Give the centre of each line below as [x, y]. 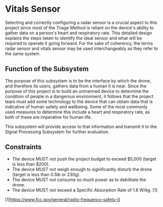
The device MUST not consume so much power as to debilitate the [79, 180]
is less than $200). [31, 164]
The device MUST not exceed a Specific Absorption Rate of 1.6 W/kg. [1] [85, 190]
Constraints [23, 147]
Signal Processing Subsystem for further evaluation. [57, 132]
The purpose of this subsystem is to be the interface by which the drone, [78, 81]
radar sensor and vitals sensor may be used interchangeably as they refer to [81, 48]
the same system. [23, 53]
